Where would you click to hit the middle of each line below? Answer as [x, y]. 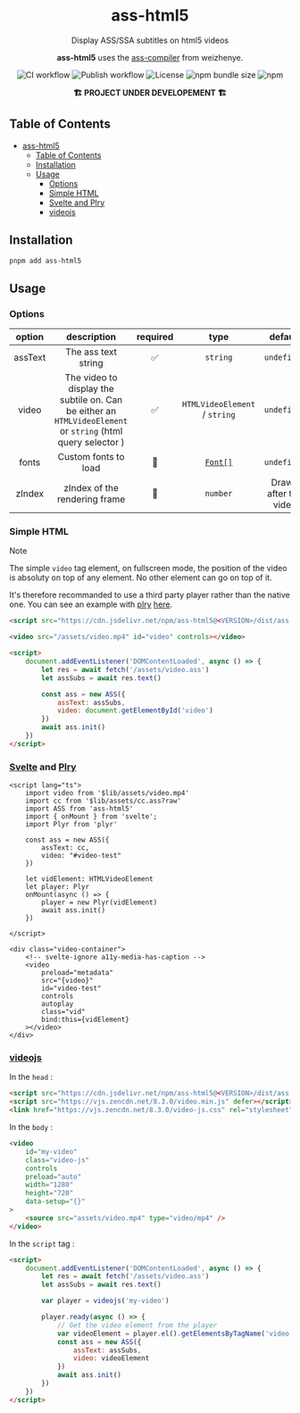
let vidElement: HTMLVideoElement [89, 879]
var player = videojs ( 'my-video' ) [105, 1301]
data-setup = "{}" [56, 1201]
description [91, 337]
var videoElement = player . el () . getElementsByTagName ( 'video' [175, 1334]
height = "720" [50, 1193]
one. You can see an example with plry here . [91, 604]
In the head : [31, 1077]
